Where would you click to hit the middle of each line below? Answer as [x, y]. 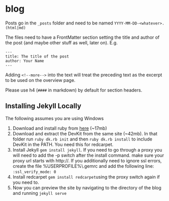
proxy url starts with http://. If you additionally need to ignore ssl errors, [87, 160]
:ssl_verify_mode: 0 [34, 172]
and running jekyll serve [40, 193]
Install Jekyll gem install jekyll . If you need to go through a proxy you [87, 150]
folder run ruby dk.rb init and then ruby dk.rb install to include [82, 139]
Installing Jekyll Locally [43, 106]
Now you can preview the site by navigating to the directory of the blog [87, 188]
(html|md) [16, 28]
